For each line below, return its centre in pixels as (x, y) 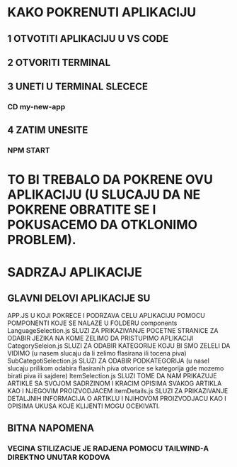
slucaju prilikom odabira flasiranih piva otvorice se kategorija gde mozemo (116, 368)
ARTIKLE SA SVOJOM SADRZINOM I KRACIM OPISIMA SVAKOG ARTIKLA (115, 383)
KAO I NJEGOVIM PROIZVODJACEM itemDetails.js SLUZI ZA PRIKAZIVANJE (118, 390)
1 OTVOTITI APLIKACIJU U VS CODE (88, 39)
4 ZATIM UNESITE (48, 130)
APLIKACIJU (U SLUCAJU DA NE (104, 194)
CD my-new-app (36, 107)
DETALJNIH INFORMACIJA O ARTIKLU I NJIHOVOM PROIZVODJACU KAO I (117, 398)
